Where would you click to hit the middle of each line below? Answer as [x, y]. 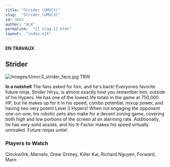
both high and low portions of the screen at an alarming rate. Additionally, [82, 119]
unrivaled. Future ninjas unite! [37, 130]
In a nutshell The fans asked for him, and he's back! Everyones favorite [80, 86]
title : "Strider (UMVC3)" [33, 10]
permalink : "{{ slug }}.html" [39, 29]
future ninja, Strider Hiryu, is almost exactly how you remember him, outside [85, 92]
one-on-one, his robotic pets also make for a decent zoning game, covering [85, 113]
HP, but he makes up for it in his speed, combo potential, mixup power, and [84, 103]
